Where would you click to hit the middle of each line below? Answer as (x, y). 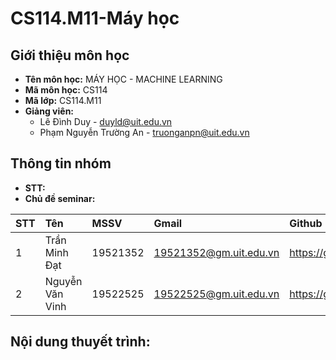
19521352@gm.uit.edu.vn (216, 252)
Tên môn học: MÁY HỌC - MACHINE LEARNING (123, 79)
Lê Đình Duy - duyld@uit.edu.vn (106, 121)
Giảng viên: (49, 111)
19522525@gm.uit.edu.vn (216, 294)
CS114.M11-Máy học (95, 18)
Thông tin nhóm (61, 163)
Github (306, 223)
